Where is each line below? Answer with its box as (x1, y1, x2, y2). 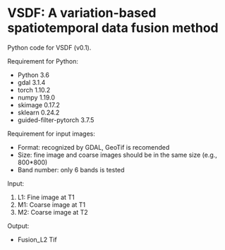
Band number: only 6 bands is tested (17, 165, 125, 174)
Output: (7, 221, 30, 230)
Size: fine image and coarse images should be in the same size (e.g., (17, 150, 217, 159)
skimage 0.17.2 (17, 100, 60, 109)
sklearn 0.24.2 (17, 108, 60, 117)
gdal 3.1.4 (17, 78, 46, 86)
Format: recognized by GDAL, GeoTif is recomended (17, 143, 170, 151)
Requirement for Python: (7, 56, 79, 65)
